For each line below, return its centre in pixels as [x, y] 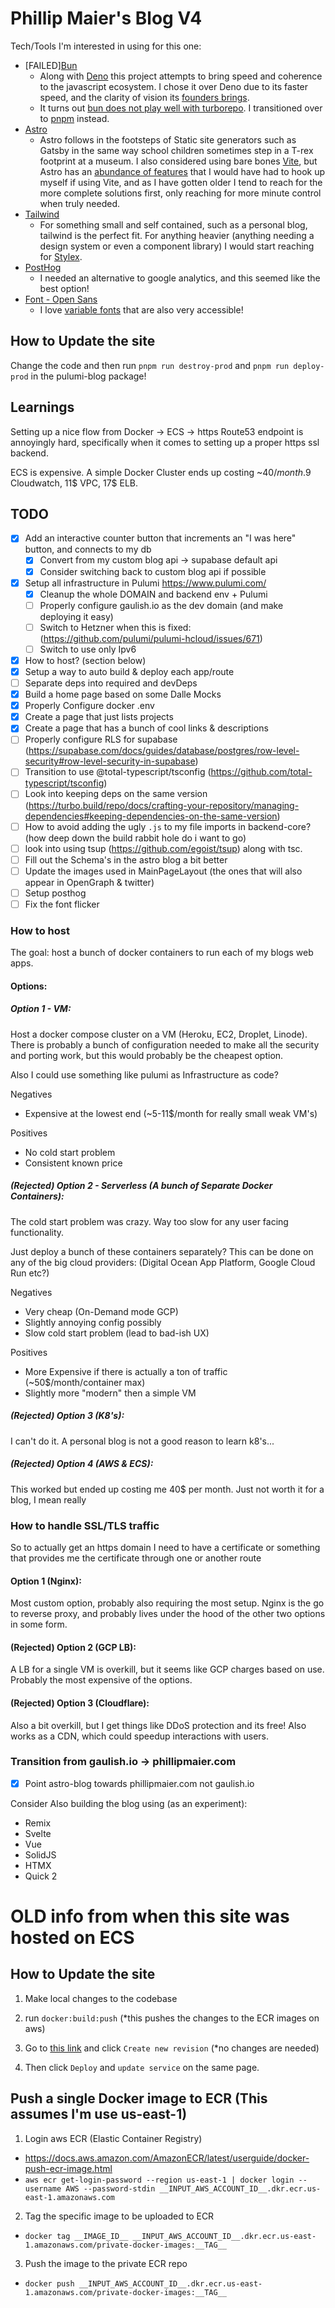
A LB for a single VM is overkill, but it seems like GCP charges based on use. [167, 1669]
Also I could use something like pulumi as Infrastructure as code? [144, 1074]
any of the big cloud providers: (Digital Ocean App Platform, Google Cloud [163, 1262]
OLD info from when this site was [150, 1916]
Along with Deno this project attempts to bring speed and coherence [181, 76]
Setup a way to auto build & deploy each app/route [129, 671]
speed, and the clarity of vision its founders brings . [144, 97]
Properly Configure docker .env [89, 706]
